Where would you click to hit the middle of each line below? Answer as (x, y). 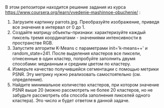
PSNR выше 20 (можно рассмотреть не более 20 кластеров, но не (82, 90)
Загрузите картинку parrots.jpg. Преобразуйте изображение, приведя (86, 22)
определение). (27, 79)
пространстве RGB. (32, 43)
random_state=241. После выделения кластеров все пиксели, (77, 53)
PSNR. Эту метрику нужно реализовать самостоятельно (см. (77, 74)
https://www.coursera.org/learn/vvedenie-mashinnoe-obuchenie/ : (73, 12)
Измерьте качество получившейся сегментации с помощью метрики (85, 69)
